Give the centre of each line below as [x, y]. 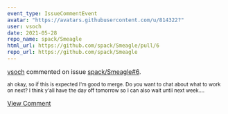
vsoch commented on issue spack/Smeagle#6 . [74, 72]
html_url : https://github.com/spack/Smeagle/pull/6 [83, 46]
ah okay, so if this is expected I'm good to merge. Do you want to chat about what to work [114, 84]
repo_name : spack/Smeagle [44, 39]
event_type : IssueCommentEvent [52, 13]
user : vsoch [24, 26]
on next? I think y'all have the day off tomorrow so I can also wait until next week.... [106, 91]
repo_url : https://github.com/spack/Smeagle [72, 53]
